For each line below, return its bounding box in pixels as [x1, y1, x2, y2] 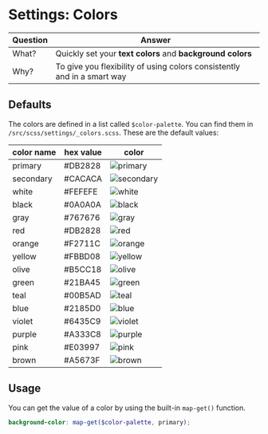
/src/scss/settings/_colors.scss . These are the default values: [8, 128, 219, 137]
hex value [64, 146, 102, 157]
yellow [12, 251, 37, 262]
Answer [140, 34, 171, 45]
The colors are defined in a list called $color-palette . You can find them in [8, 119, 254, 128]
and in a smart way [55, 70, 127, 81]
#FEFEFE [63, 186, 98, 197]
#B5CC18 [63, 263, 102, 274]
